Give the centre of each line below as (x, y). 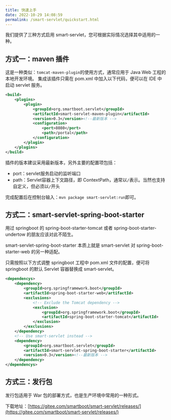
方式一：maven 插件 (37, 59)
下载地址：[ (17, 406)
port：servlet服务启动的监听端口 (46, 173)
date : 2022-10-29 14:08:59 (34, 15)
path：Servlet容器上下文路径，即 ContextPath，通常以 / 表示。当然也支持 (89, 179)
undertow (15, 234)
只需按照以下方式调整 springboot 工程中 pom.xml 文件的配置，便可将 (77, 263)
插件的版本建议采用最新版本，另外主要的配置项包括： (61, 163)
